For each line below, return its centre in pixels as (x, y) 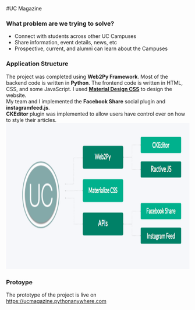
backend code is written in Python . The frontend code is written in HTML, (95, 83)
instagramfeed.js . (28, 107)
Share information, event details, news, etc (66, 43)
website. (16, 95)
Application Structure (37, 64)
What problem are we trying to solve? (60, 23)
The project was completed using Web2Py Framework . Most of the (87, 76)
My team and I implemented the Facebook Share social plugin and (86, 101)
